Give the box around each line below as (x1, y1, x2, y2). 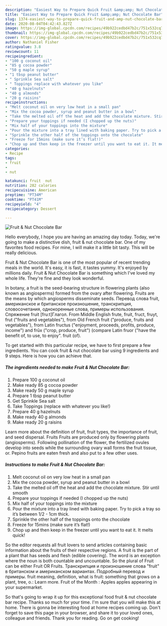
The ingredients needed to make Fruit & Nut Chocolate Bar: (5, 364, 130, 370)
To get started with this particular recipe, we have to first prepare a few (5, 342, 151, 348)
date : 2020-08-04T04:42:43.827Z (5, 21, 72, 26)
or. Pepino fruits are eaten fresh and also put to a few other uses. (5, 450, 138, 456)
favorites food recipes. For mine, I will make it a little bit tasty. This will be (5, 245, 155, 251)
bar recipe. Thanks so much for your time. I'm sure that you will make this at (5, 599, 161, 606)
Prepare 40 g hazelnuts (12, 409, 61, 415)
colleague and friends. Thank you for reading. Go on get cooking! (5, 615, 139, 621)
